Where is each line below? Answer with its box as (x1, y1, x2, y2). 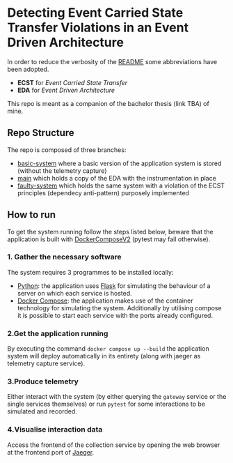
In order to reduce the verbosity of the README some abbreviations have (7, 57, 218, 66)
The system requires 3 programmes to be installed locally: (7, 268, 174, 276)
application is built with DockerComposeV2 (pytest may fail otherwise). (7, 235, 211, 243)
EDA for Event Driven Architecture (17, 86, 115, 94)
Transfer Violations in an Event (7, 20, 189, 36)
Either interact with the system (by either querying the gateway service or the (7, 393, 227, 401)
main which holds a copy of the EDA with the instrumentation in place (17, 174, 217, 182)
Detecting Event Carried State (7, 5, 184, 21)
